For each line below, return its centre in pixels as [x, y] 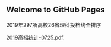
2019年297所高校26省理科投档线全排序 [54, 25]
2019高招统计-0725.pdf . [35, 37]
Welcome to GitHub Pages [56, 10]
